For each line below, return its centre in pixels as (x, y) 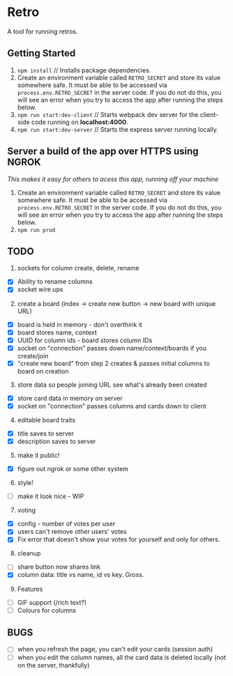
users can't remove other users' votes (72, 532)
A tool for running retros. (43, 31)
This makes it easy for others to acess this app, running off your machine (113, 179)
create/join (33, 355)
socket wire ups (40, 289)
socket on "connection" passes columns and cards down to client (112, 406)
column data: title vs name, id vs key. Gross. (81, 575)
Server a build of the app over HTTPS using (103, 152)
